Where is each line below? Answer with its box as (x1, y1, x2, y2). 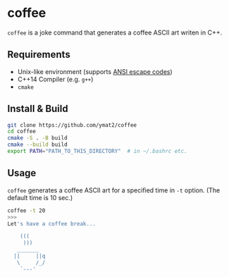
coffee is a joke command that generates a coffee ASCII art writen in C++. (7, 28, 223, 37)
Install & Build (7, 103, 68, 115)
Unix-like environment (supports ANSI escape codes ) (17, 67, 173, 75)
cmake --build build (7, 141, 68, 149)
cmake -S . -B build (7, 135, 68, 142)
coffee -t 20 (7, 207, 46, 214)
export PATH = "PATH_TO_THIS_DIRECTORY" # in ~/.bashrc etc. (7, 148, 188, 155)
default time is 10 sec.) (7, 193, 73, 202)
